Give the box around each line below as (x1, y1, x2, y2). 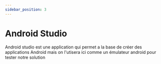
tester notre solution (5, 54, 46, 60)
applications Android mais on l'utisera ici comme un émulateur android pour (5, 49, 157, 55)
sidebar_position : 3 (5, 7, 47, 12)
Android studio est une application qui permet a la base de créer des (5, 44, 142, 50)
